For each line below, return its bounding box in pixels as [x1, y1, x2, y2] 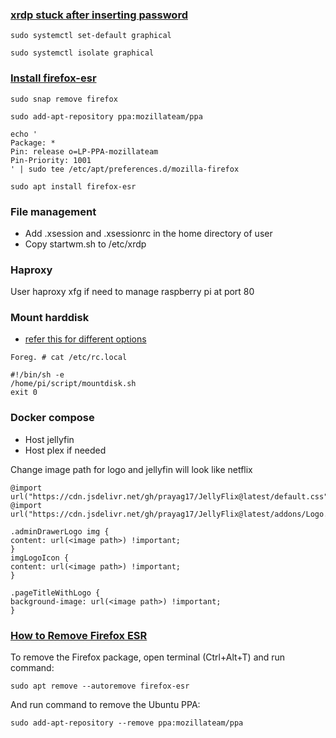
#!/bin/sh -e [10, 370, 65, 380]
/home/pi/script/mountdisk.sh [10, 379, 137, 389]
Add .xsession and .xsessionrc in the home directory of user [24, 227, 273, 239]
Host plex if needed [24, 444, 107, 456]
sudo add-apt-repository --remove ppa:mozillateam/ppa [10, 718, 244, 728]
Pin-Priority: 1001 [10, 155, 92, 165]
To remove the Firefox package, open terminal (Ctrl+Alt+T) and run [10, 651, 286, 663]
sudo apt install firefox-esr [10, 181, 137, 192]
